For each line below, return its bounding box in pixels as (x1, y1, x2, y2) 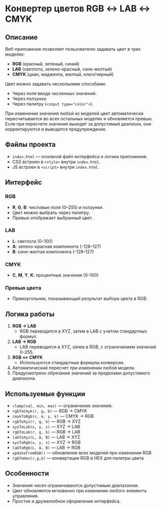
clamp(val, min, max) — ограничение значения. (12, 403, 113, 409)
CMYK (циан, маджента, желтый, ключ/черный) (12, 71, 114, 77)
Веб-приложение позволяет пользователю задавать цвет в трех (5, 46, 141, 52)
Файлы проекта (5, 140, 56, 149)
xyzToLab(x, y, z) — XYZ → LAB (12, 424, 80, 430)
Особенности (5, 469, 49, 478)
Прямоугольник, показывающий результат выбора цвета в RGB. (12, 296, 148, 302)
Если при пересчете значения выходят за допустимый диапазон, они (5, 121, 152, 127)
